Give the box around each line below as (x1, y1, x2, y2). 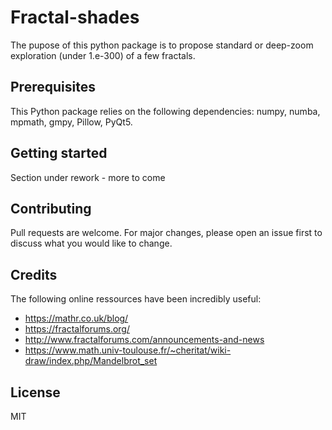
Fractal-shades (10, 6, 140, 29)
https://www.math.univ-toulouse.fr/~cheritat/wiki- (24, 344, 232, 356)
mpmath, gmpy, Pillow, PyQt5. (10, 116, 133, 128)
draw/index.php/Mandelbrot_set (24, 355, 158, 367)
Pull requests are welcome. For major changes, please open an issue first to (10, 227, 323, 239)
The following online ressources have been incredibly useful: (10, 293, 262, 305)
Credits (10, 266, 58, 283)
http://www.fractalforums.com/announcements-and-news (24, 334, 265, 346)
